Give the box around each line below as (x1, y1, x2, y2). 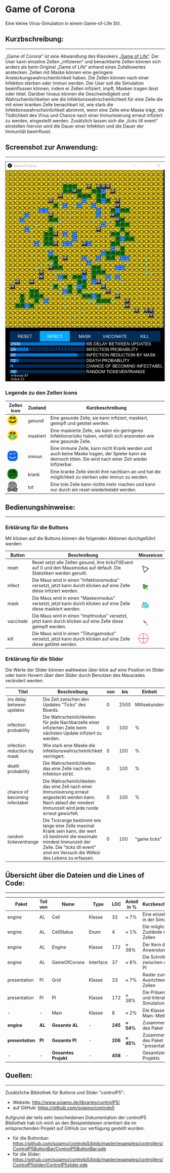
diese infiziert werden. (32, 588, 78, 594)
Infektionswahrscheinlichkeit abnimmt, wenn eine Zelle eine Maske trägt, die (5, 107, 164, 113)
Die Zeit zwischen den (42, 696, 90, 702)
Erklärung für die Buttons (5, 524, 69, 531)
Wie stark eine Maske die (42, 743, 95, 749)
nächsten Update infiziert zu (42, 730, 102, 736)
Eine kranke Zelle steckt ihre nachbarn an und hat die (50, 469, 161, 475)
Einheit (142, 689, 157, 695)
